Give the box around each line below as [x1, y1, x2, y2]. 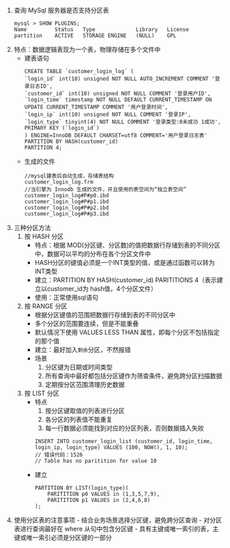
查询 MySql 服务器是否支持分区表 [13, 6, 109, 14]
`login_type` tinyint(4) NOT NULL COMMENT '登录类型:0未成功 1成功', [24, 119, 222, 125]
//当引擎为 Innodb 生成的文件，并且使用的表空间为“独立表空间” [24, 186, 187, 193]
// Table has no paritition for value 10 [34, 457, 157, 464]
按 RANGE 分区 [24, 302, 68, 310]
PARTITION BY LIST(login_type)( [34, 485, 129, 492]
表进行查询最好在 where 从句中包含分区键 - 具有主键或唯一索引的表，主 [13, 525, 220, 533]
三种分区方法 [13, 224, 51, 231]
